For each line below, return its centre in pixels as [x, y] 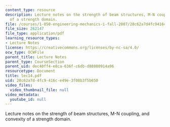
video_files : [19, 85]
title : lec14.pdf [24, 76]
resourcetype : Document [30, 71]
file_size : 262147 [25, 29]
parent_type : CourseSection [35, 62]
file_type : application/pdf [35, 33]
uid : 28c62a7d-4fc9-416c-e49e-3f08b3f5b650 [52, 80]
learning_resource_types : [32, 38]
